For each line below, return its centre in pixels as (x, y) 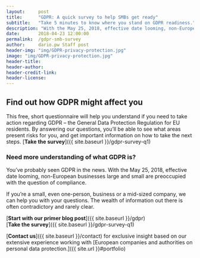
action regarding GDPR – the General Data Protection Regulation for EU (93, 122)
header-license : (26, 78)
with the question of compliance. (46, 183)
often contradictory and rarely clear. (50, 207)
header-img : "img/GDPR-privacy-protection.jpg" (66, 51)
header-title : (24, 61)
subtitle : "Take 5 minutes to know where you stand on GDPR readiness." (101, 23)
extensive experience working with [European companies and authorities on (99, 243)
